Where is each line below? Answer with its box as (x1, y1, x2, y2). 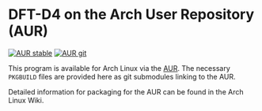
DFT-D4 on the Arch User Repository (8, 6, 255, 24)
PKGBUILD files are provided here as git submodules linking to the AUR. (8, 72, 236, 81)
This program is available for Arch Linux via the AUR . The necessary (8, 63, 231, 72)
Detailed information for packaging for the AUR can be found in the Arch (8, 87, 244, 96)
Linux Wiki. (8, 95, 44, 105)
